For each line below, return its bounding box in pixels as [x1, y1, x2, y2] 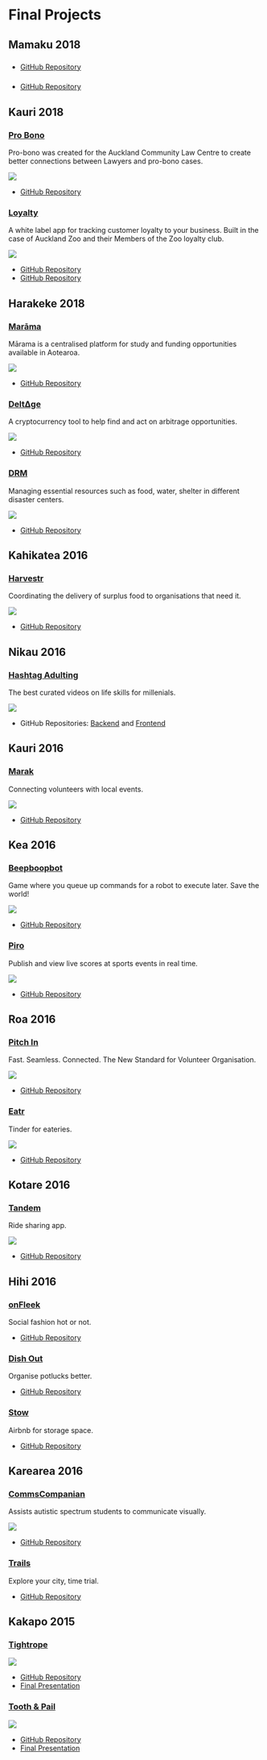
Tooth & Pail [8, 1701, 56, 1712]
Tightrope [8, 1638, 48, 1650]
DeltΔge [8, 399, 42, 410]
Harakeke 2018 [8, 297, 85, 310]
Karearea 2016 [8, 1464, 84, 1478]
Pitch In [8, 1037, 39, 1048]
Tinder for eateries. [8, 1124, 72, 1134]
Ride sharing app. [8, 1221, 67, 1231]
